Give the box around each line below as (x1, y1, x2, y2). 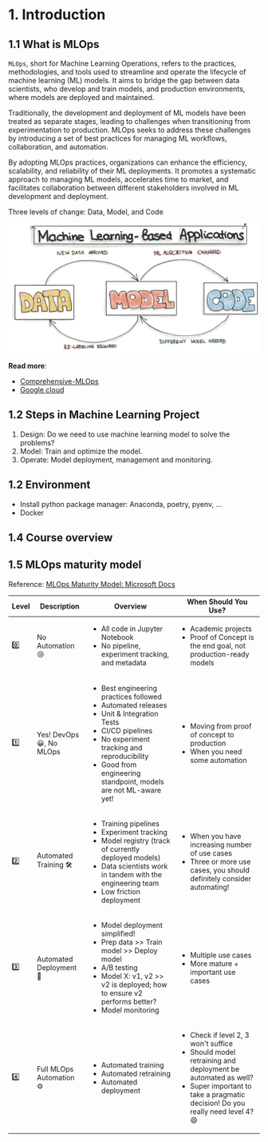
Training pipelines (100, 818, 160, 829)
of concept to (190, 730, 235, 740)
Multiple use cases (190, 950, 252, 960)
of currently (100, 844, 140, 853)
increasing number (190, 840, 252, 849)
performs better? (100, 997, 157, 1007)
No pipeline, (100, 641, 141, 651)
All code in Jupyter (100, 624, 164, 633)
